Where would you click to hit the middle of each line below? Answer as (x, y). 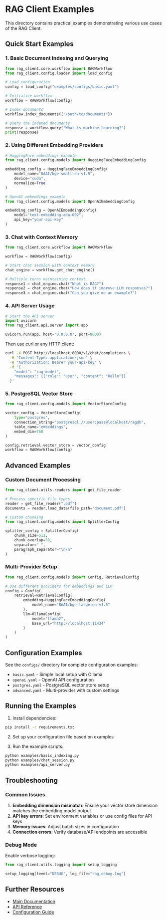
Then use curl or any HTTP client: (40, 344)
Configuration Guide (33, 912)
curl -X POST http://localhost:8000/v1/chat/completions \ (68, 353)
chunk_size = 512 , (31, 536)
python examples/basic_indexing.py (42, 755)
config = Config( (23, 591)
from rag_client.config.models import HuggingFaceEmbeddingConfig (76, 160)
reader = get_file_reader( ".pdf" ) (41, 503)
